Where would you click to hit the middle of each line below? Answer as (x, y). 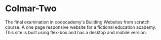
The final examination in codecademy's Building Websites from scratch (77, 22)
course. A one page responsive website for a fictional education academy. (81, 27)
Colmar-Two (31, 9)
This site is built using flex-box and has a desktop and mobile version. (76, 32)
